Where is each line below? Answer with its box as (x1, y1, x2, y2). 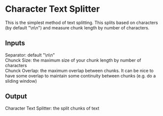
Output (5, 92, 27, 101)
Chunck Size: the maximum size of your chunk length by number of (5, 57, 141, 63)
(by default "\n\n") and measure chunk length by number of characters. (5, 24, 150, 30)
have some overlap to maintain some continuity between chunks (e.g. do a (5, 72, 156, 79)
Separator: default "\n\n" (5, 52, 55, 58)
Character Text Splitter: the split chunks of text (5, 105, 100, 111)
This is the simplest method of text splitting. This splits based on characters (5, 20, 158, 25)
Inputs (5, 39, 26, 47)
